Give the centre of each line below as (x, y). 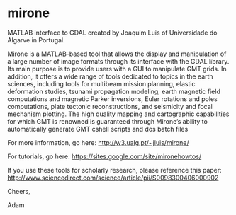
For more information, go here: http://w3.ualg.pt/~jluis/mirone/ (98, 142)
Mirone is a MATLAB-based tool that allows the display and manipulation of (117, 54)
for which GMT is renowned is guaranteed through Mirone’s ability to (107, 121)
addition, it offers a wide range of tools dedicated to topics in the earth (111, 76)
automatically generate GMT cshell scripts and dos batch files (98, 129)
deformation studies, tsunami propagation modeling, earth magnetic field (114, 91)
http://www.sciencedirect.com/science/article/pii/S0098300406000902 (113, 178)
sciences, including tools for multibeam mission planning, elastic (101, 83)
